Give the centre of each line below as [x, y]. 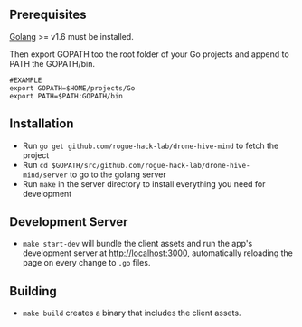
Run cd [35, 164]
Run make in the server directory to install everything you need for [144, 183]
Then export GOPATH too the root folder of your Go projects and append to [149, 54]
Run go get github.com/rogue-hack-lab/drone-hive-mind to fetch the [151, 145]
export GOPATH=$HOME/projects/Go [72, 88]
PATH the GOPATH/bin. [52, 63]
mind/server [45, 175]
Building [33, 291]
